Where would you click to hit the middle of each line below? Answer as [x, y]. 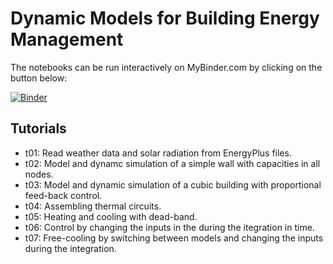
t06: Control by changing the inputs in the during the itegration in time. [169, 227]
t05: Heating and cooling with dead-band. [111, 216]
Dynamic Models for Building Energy [165, 18]
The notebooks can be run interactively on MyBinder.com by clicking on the [166, 67]
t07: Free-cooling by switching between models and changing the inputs [174, 238]
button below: [39, 78]
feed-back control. [63, 195]
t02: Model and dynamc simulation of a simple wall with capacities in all [172, 163]
